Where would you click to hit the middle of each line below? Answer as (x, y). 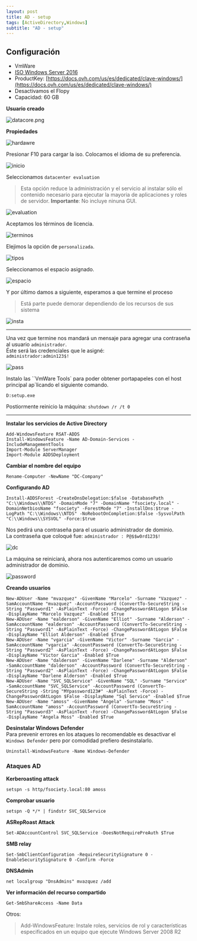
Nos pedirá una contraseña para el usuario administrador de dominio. (90, 530)
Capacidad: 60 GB (37, 97)
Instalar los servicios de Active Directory (57, 424)
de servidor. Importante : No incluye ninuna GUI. (79, 201)
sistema (30, 310)
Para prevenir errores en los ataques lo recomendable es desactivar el (91, 734)
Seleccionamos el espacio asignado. (50, 270)
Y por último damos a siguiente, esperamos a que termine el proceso (89, 292)
